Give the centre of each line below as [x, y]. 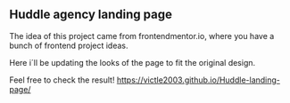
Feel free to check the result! [62, 80]
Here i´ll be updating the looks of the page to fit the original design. [133, 62]
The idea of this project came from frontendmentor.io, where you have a [142, 36]
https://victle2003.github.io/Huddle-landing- [199, 80]
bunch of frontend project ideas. [69, 45]
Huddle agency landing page [91, 15]
